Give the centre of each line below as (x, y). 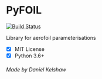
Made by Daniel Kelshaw (36, 69)
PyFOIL (24, 10)
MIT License (30, 49)
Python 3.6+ (30, 56)
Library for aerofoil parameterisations (51, 37)
